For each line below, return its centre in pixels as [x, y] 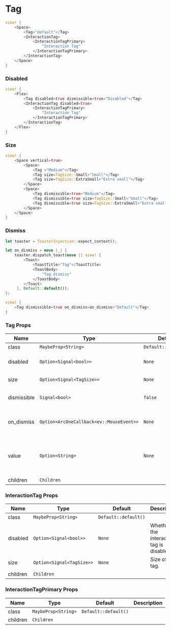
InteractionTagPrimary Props [42, 590]
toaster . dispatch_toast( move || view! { [58, 255]
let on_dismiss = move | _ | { [36, 251]
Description [148, 603]
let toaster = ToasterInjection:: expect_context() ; [61, 241]
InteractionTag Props [32, 495]
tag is [157, 545]
